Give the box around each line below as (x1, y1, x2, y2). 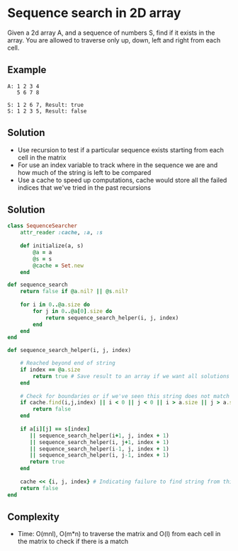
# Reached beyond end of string (20, 360, 115, 367)
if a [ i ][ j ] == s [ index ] (20, 425, 91, 433)
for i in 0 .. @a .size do (20, 301, 91, 308)
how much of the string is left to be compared (17, 168, 152, 176)
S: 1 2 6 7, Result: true (7, 101, 84, 108)
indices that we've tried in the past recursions (17, 183, 151, 192)
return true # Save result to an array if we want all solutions (33, 373, 230, 380)
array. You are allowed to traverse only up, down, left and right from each (7, 35, 221, 44)
